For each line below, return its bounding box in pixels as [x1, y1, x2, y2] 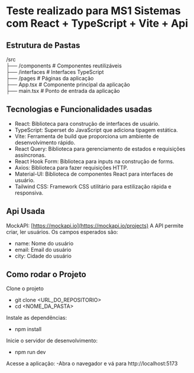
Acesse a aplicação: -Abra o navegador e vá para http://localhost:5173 [6, 360, 178, 367]
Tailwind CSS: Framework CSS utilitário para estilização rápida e [14, 183, 172, 190]
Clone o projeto [6, 285, 44, 292]
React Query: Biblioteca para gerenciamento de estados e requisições [14, 145, 186, 152]
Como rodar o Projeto [6, 270, 87, 280]
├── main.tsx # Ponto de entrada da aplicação [6, 87, 120, 94]
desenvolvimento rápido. [14, 139, 76, 146]
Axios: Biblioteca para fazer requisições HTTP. [14, 164, 128, 171]
